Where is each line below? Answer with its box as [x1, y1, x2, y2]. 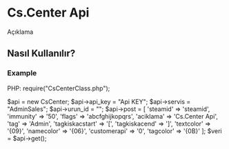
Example [7, 68, 37, 78]
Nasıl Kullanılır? [7, 48, 76, 59]
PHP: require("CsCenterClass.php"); [7, 84, 110, 92]
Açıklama [7, 28, 34, 36]
